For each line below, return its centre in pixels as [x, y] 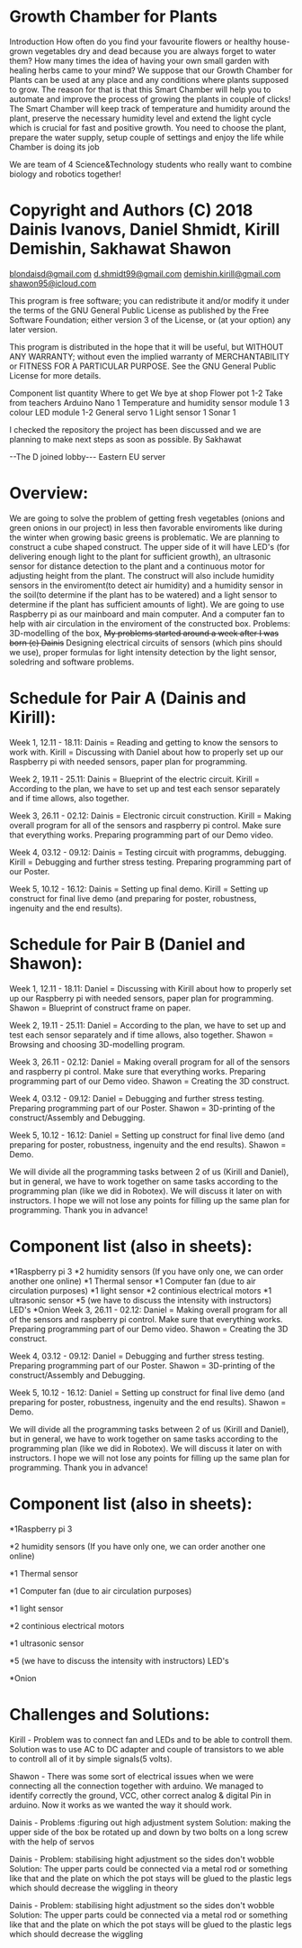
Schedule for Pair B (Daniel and [127, 944]
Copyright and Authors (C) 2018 [131, 210]
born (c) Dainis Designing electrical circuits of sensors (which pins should [146, 643]
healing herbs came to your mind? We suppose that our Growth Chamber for [151, 70]
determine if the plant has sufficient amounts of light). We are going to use [147, 604]
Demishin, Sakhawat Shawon [120, 249]
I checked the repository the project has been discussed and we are [135, 429]
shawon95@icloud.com [53, 283]
